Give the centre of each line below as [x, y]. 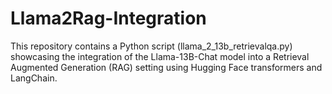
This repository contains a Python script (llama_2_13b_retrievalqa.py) [151, 46]
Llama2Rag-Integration [108, 18]
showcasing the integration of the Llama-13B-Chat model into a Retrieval [160, 56]
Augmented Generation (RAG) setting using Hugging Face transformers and [166, 67]
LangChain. [34, 78]
